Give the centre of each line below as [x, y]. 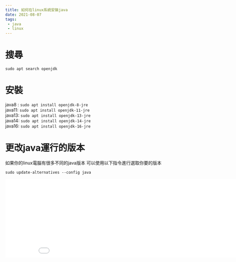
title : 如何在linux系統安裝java [37, 10]
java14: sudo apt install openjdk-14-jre [48, 121]
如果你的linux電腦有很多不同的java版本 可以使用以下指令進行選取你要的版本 [83, 163]
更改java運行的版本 [45, 148]
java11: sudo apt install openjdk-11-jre [47, 110]
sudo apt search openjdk [31, 69]
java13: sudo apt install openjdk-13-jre [48, 115]
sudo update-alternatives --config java [48, 172]
